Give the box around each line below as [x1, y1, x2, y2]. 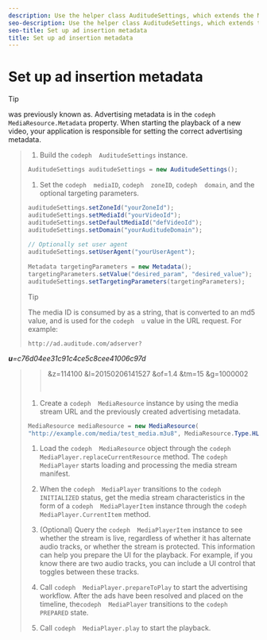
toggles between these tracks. [39, 567, 140, 576]
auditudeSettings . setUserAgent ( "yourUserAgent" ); [27, 248, 196, 256]
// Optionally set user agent [27, 241, 129, 249]
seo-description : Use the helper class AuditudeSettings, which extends [8, 19, 254, 27]
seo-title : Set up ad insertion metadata [8, 26, 148, 34]
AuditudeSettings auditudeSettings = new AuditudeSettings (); [27, 166, 238, 174]
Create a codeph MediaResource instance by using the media [39, 398, 238, 407]
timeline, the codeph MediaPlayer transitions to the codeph [39, 600, 228, 609]
